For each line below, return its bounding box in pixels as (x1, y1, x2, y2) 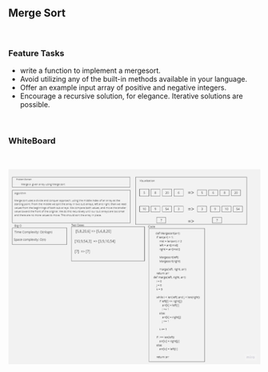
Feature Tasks (8, 47, 65, 58)
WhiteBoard (8, 135, 56, 146)
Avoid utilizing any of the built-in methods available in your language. (19, 74, 248, 84)
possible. (19, 100, 50, 110)
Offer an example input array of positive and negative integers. (19, 83, 226, 93)
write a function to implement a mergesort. (19, 66, 162, 75)
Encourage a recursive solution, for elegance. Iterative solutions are (19, 91, 243, 101)
